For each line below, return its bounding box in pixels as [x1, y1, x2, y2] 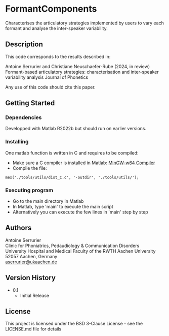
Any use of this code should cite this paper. [5, 84, 96, 90]
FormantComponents [5, 3, 97, 15]
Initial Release [20, 292, 50, 298]
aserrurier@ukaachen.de [5, 259, 57, 265]
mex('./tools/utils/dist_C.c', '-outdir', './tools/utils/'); [5, 175, 139, 180]
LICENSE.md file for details [5, 326, 62, 332]
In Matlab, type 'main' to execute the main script [12, 204, 114, 210]
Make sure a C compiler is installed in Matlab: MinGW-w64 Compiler [12, 160, 155, 166]
